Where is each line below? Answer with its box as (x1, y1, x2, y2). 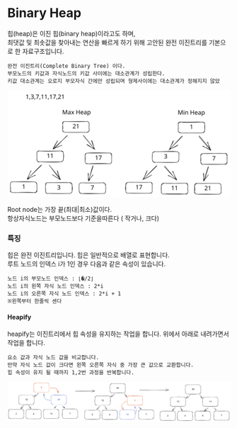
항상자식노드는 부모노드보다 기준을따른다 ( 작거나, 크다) (7, 214, 160, 223)
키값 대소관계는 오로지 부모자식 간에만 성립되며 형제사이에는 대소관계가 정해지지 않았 (7, 77, 221, 84)
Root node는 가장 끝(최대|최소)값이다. (7, 205, 112, 214)
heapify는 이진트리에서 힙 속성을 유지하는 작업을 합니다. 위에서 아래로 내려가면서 (7, 330, 230, 338)
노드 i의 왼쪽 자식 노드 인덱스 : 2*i (7, 283, 104, 290)
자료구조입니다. (22, 47, 64, 55)
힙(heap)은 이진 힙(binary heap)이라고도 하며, (7, 29, 136, 38)
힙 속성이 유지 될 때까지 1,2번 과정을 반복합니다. (7, 368, 134, 376)
